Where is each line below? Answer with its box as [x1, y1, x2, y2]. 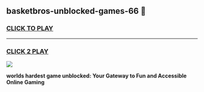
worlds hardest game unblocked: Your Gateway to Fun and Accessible [6, 72, 187, 79]
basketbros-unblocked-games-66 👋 [6, 6, 146, 16]
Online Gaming [6, 78, 45, 85]
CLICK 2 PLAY [6, 47, 49, 55]
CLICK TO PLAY [6, 24, 53, 33]
